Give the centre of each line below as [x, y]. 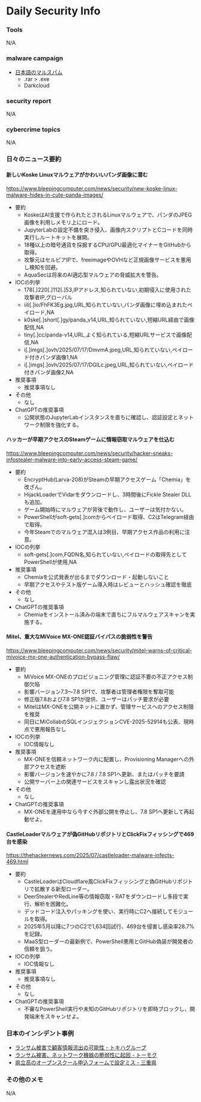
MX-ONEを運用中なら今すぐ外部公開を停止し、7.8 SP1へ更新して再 [106, 812]
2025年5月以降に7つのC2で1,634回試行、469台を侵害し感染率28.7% [109, 927]
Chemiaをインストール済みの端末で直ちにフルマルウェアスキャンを [107, 614]
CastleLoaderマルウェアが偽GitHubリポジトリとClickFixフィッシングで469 [100, 834]
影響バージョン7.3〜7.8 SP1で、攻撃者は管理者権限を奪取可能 [99, 692]
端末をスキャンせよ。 [55, 1017]
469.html [17, 861]
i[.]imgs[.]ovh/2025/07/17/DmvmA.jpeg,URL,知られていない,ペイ [103, 350]
